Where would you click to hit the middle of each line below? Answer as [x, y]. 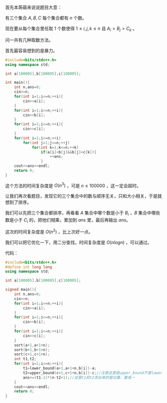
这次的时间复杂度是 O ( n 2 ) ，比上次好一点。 [49, 231]
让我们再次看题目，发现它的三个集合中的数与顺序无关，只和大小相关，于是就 [83, 196]
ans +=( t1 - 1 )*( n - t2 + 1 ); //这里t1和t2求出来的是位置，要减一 [79, 378]
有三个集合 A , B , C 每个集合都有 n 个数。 [46, 18]
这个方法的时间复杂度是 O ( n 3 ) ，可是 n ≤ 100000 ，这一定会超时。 [73, 185]
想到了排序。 [18, 202]
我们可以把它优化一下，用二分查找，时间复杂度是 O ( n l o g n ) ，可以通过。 [79, 242]
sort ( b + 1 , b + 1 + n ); [32, 350]
